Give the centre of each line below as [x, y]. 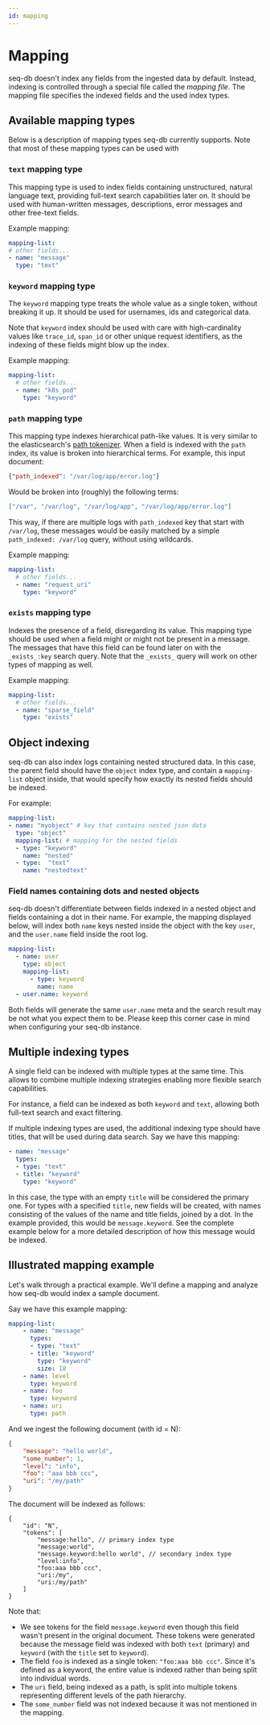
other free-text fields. [44, 212]
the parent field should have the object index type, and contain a [116, 771]
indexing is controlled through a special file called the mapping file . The [127, 86]
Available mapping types [72, 121]
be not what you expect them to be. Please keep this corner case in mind [129, 1018]
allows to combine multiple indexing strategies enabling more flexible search [135, 1080]
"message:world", [66, 1547]
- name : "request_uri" [53, 584]
